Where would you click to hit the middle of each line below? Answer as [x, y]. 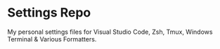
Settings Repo [49, 13]
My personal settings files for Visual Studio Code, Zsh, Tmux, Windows [110, 32]
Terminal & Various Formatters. [52, 39]
